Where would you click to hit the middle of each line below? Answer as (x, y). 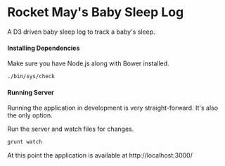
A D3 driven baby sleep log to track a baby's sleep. (82, 32)
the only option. (30, 115)
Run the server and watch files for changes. (71, 129)
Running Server (31, 92)
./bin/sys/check (31, 77)
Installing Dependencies (44, 48)
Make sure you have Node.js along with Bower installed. (89, 63)
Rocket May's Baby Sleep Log (96, 12)
